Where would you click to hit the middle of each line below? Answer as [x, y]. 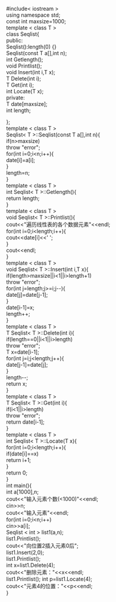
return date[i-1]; [25, 422]
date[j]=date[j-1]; [27, 295]
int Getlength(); [25, 60]
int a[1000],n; [22, 492]
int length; [18, 110]
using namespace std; [33, 15]
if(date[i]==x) [22, 454]
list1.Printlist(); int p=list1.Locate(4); [49, 579]
